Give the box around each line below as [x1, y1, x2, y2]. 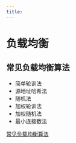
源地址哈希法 [14, 87, 47, 94]
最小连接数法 [14, 117, 47, 124]
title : [6, 8, 23, 15]
